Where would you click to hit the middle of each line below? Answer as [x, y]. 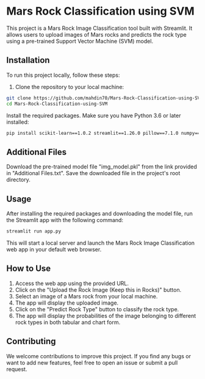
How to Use [29, 269]
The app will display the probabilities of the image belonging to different [106, 316]
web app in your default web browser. [54, 249]
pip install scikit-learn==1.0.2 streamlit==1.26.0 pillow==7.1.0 [92, 133]
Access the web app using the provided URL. [72, 283]
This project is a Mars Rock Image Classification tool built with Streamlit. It [99, 28]
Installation [28, 60]
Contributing [31, 341]
